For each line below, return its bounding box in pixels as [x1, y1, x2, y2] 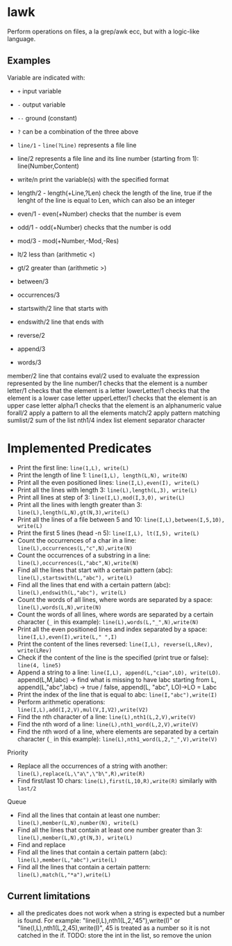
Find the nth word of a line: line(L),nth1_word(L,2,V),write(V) [17, 720, 199, 728]
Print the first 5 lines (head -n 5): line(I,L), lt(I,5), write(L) [17, 529, 200, 537]
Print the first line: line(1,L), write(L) [17, 463, 130, 472]
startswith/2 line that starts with [17, 304, 108, 312]
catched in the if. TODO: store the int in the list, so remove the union [17, 931, 212, 939]
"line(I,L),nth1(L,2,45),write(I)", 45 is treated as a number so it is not [17, 924, 210, 932]
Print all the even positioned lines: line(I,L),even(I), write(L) [17, 478, 200, 486]
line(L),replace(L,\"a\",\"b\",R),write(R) [17, 770, 146, 777]
